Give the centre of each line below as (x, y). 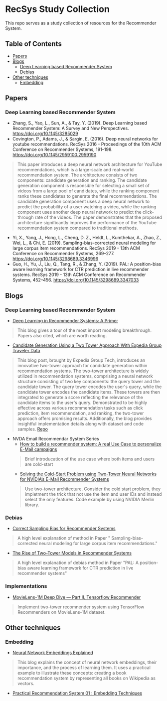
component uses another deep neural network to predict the (80, 212)
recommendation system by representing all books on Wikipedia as (86, 678)
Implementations (26, 586)
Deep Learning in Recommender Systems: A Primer (65, 321)
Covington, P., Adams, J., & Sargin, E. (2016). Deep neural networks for (85, 139)
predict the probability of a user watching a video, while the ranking (87, 207)
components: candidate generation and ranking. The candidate (82, 180)
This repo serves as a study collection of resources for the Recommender (81, 23)
